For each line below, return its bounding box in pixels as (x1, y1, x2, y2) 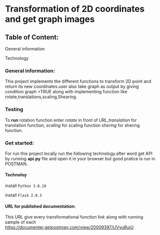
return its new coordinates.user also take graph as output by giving (5, 84, 139, 89)
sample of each (5, 219, 36, 225)
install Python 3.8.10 (5, 183, 47, 189)
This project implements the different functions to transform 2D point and (5, 79, 151, 84)
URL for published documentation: (5, 203, 76, 209)
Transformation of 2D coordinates (5, 3, 144, 15)
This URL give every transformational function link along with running (5, 214, 144, 220)
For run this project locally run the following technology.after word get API (5, 151, 153, 156)
